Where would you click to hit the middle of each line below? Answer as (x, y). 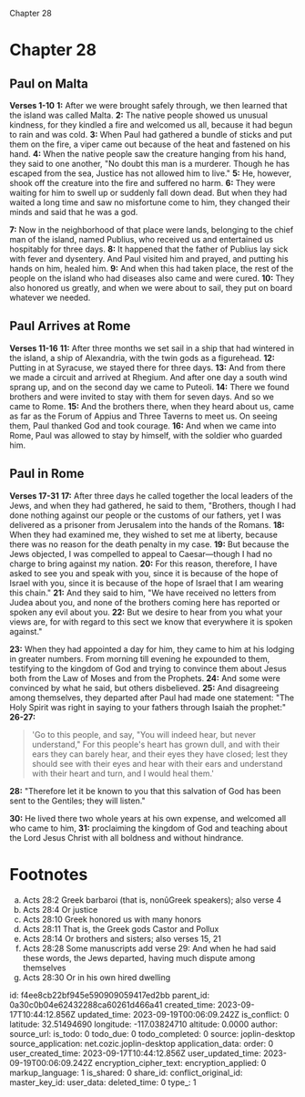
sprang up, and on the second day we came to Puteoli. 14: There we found (149, 387)
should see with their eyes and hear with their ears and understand (158, 763)
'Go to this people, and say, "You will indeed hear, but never (144, 734)
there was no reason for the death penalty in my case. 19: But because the (149, 544)
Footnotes (49, 874)
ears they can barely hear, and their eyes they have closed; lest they (160, 754)
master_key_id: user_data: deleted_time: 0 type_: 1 (103, 1082)
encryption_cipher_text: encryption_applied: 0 (180, 1062)
